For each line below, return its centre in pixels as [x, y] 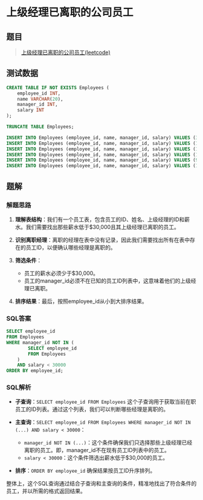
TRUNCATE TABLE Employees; [40, 127]
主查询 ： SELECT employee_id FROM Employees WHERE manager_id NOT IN [103, 422]
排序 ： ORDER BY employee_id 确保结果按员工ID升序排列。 [85, 471]
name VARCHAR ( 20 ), [40, 99]
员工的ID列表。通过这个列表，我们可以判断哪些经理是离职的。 [92, 409]
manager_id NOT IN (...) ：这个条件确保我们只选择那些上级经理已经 [108, 442]
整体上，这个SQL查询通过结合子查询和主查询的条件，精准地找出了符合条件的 [101, 484]
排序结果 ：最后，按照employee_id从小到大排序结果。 [81, 301]
